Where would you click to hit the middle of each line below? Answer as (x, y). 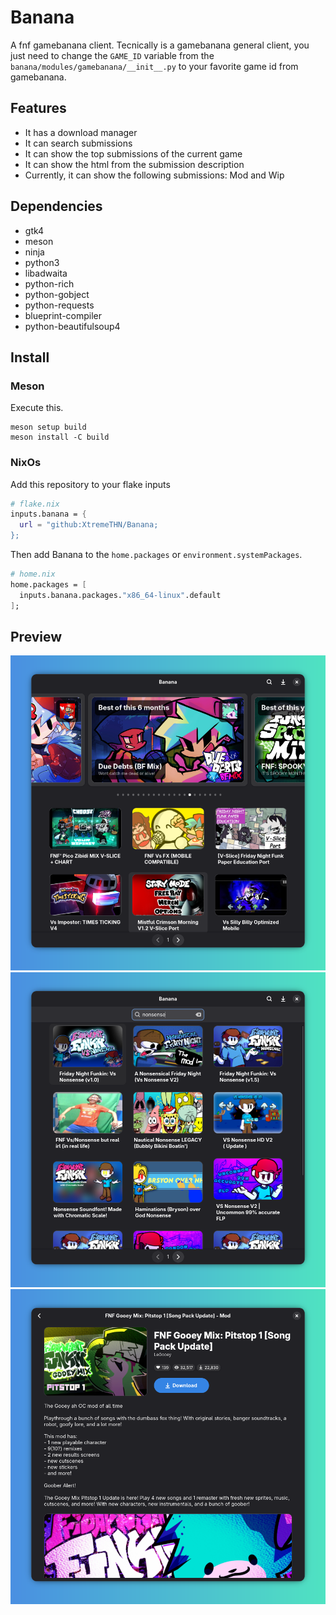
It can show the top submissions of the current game (133, 153)
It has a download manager (81, 132)
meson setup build (48, 427)
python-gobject (57, 294)
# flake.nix (35, 504)
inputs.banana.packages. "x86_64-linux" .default (120, 595)
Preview (36, 636)
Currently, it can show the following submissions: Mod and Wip (154, 175)
